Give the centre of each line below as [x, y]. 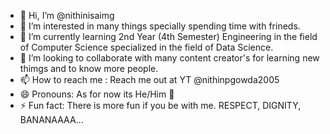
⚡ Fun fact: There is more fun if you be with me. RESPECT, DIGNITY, [160, 105]
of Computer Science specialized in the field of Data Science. [146, 47]
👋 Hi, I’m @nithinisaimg [67, 15]
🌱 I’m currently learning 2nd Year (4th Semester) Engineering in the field [168, 36]
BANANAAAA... [51, 119]
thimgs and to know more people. [89, 68]
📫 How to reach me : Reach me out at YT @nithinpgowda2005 [149, 79]
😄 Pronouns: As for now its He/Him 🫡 [97, 94]
